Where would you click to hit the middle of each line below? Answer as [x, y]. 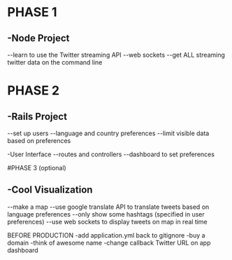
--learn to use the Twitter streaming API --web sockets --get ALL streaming [116, 55]
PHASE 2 [34, 91]
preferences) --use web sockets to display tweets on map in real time [107, 221]
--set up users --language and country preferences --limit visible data [108, 133]
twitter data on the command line [55, 62]
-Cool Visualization [50, 190]
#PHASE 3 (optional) [37, 168]
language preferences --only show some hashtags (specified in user [106, 214]
